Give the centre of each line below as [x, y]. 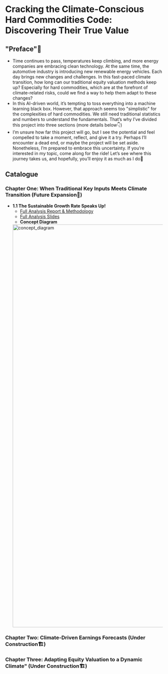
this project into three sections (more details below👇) [67, 125]
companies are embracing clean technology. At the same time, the [81, 66]
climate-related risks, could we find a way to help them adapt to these [84, 93]
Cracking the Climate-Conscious [74, 9]
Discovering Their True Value [67, 30]
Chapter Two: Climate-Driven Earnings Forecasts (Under [75, 637]
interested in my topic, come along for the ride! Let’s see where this [82, 153]
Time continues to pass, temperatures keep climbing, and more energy [85, 61]
